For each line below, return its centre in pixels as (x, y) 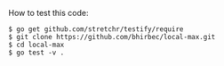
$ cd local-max (36, 45)
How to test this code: (48, 13)
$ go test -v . (36, 53)
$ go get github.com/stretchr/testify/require (96, 29)
